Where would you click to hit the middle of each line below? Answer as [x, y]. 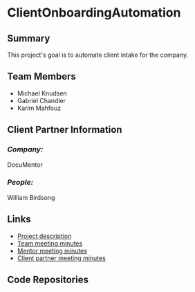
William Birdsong [31, 197]
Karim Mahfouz [39, 108]
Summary [29, 38]
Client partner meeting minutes [61, 258]
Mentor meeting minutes [52, 250]
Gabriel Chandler [41, 100]
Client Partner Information [65, 130]
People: [20, 183]
